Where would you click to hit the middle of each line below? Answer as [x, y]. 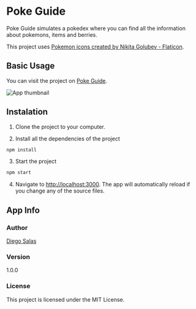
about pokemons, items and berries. [52, 34]
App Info [23, 210]
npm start [19, 173]
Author [17, 227]
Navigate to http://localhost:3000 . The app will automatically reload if [103, 185]
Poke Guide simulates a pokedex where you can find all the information [96, 28]
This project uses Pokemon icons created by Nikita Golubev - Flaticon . [95, 47]
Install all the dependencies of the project [68, 139]
